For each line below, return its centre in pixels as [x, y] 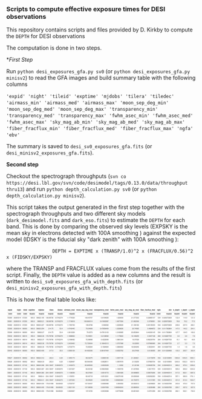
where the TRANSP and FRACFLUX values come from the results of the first [101, 269]
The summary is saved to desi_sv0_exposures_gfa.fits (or [79, 147]
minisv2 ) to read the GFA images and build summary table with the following [101, 78]
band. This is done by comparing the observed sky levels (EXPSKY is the [97, 226]
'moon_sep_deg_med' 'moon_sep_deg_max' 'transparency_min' [82, 110]
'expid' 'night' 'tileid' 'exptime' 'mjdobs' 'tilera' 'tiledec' [90, 97]
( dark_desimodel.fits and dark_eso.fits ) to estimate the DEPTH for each [96, 220]
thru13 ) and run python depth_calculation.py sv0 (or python [82, 189]
